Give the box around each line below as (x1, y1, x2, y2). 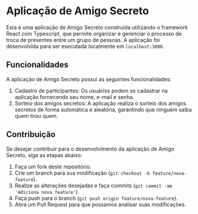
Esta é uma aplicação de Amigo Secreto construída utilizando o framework (6, 24, 188, 31)
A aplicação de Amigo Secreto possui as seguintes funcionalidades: (6, 75, 171, 82)
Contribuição (6, 129, 56, 140)
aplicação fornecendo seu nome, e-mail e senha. (14, 93, 135, 100)
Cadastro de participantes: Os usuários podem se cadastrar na (14, 87, 168, 94)
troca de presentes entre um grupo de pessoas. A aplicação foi (6, 36, 160, 43)
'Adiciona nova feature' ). (14, 188, 80, 195)
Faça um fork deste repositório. (14, 163, 92, 170)
